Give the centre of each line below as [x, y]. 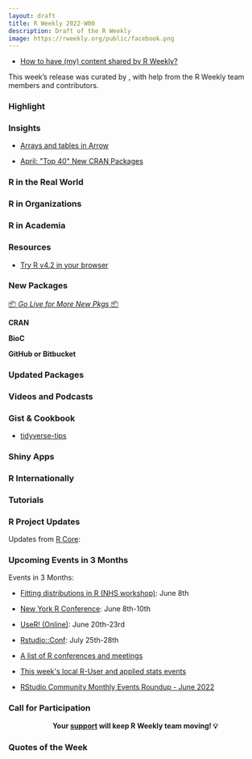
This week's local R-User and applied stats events [103, 672]
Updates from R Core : [44, 539]
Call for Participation [50, 708]
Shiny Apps [31, 456]
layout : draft [32, 16]
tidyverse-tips [43, 435]
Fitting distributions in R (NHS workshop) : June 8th [104, 593]
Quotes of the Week [48, 747]
